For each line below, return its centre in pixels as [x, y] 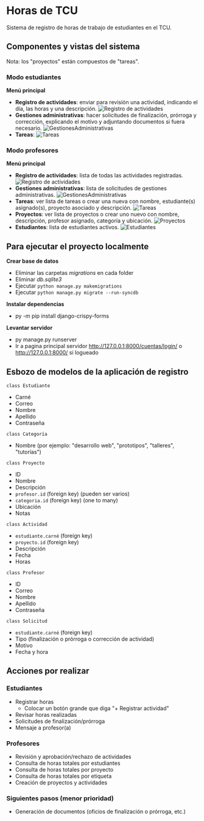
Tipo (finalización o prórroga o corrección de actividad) [85, 639]
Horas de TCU [42, 11]
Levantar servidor [30, 328]
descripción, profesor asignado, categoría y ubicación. [84, 221]
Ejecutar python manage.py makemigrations [69, 286]
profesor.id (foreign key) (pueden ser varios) [72, 494]
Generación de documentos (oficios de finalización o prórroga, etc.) [100, 812]
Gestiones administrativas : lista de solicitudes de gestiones [91, 188]
